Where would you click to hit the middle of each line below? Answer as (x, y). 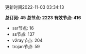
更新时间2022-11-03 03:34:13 (34, 7)
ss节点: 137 (23, 34)
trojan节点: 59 (26, 46)
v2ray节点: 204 (27, 40)
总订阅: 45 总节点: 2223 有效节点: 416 (43, 18)
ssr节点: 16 (23, 28)
